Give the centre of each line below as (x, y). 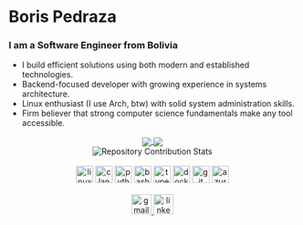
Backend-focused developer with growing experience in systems (144, 85)
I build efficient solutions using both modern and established (136, 65)
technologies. (47, 75)
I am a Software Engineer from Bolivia (94, 46)
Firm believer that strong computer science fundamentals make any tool (157, 113)
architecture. (46, 94)
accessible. (43, 123)
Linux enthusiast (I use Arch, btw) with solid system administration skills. (158, 104)
